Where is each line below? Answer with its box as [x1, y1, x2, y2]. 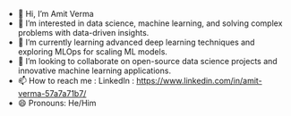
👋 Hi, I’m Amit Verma [17, 9, 94, 19]
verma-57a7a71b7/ [17, 88, 87, 98]
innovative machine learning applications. [17, 65, 172, 76]
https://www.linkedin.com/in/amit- [135, 76, 262, 86]
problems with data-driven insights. [17, 28, 150, 37]
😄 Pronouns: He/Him [17, 98, 97, 108]
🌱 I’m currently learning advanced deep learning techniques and [17, 37, 255, 47]
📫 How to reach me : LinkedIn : [17, 76, 134, 86]
